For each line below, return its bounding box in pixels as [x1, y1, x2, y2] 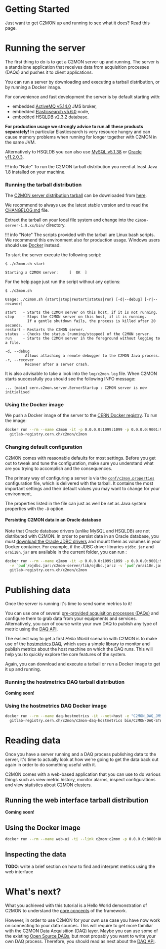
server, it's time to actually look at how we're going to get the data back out [5, 756, 159, 762]
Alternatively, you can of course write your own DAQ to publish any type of [5, 621, 158, 627]
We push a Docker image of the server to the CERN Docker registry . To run [5, 412, 158, 419]
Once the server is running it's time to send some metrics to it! [5, 601, 132, 607]
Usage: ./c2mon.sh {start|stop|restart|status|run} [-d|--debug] [5, 297, 142, 302]
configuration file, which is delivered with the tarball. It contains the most [5, 480, 154, 486]
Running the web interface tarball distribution [5, 796, 149, 805]
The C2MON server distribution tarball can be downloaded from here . [5, 192, 147, 198]
